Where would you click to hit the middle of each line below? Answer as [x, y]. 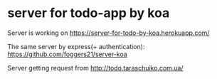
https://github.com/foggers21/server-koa [68, 54]
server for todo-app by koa [89, 13]
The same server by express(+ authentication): [76, 46]
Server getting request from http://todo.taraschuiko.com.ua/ [95, 68]
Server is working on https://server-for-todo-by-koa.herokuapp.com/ [108, 33]
